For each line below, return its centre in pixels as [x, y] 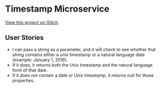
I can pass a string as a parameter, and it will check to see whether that [84, 49]
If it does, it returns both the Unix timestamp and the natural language [82, 65]
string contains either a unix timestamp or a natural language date [79, 54]
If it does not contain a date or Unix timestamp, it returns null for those [83, 75]
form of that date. [30, 70]
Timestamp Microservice [57, 9]
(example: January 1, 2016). [40, 60]
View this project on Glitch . [32, 22]
